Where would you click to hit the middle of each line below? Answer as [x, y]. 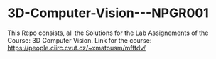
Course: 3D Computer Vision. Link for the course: [80, 40]
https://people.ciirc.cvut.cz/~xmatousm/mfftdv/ [77, 48]
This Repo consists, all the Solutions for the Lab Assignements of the [108, 33]
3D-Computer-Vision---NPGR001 [108, 13]
